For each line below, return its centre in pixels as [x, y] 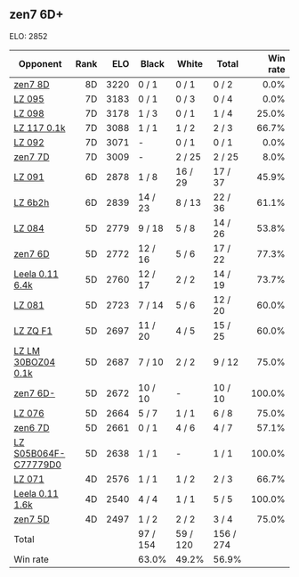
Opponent [40, 63]
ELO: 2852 [28, 36]
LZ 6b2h [32, 202]
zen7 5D [32, 519]
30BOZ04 [35, 362]
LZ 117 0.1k [40, 128]
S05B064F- [40, 453]
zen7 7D [32, 157]
